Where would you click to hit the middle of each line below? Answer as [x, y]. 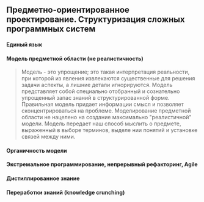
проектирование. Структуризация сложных [96, 20]
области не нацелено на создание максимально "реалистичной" [106, 117]
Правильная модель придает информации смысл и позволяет [103, 104]
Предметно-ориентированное [68, 10]
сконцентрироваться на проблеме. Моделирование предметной [106, 111]
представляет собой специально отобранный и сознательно [100, 91]
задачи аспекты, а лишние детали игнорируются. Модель [97, 85]
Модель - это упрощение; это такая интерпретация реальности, [105, 72]
